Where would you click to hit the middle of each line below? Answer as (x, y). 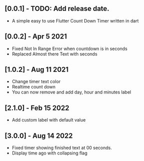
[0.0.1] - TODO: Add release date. (57, 9)
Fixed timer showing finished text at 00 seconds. (62, 148)
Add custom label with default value (49, 120)
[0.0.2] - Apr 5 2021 (36, 37)
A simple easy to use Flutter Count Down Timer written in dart (75, 20)
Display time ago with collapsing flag (50, 153)
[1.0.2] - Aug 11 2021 (37, 70)
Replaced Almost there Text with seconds (55, 54)
